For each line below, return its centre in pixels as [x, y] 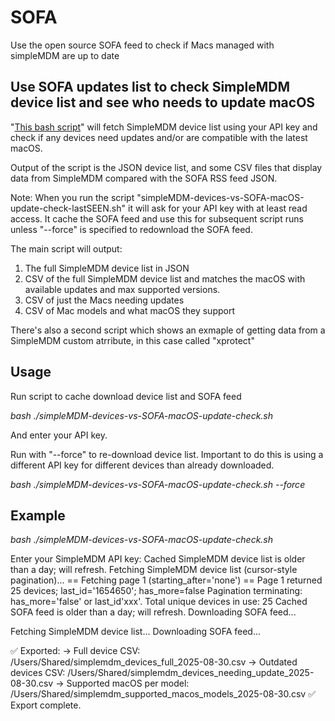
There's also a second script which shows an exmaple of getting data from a [168, 330]
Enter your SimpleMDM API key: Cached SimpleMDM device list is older [158, 559]
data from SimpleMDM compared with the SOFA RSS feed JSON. [144, 178]
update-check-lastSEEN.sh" [68, 208]
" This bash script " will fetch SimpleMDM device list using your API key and [164, 127]
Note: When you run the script [72, 197]
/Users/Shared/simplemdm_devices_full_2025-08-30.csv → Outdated [154, 662]
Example [38, 515]
